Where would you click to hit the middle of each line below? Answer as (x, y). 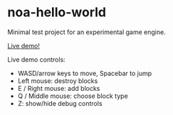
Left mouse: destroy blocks (58, 81)
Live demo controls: (36, 59)
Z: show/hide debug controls (60, 103)
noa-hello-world (57, 12)
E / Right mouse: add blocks (59, 88)
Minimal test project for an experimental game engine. (86, 32)
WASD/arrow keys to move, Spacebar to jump (85, 73)
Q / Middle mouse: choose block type (73, 96)
